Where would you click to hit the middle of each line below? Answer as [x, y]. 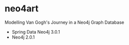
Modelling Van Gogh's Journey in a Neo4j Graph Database [64, 22]
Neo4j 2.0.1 [23, 37]
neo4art [22, 9]
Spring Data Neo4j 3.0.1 [36, 32]
